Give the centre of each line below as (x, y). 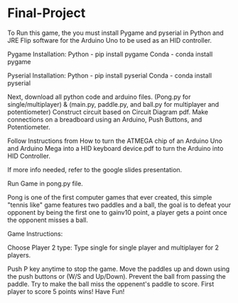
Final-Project (47, 13)
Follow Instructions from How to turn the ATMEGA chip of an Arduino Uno (115, 141)
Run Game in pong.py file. (45, 184)
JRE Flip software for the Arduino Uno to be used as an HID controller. (109, 40)
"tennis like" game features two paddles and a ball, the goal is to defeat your (119, 205)
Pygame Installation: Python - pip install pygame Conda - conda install (110, 54)
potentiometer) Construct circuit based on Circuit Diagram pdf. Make (108, 112)
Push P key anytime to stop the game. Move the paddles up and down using (119, 269)
